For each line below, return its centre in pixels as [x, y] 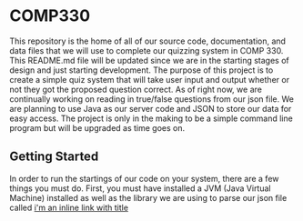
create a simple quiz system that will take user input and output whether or [149, 79]
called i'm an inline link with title [69, 207]
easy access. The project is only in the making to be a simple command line [151, 118]
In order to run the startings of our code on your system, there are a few [144, 178]
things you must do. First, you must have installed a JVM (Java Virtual [140, 188]
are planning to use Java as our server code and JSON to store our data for [151, 108]
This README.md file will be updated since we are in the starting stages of [149, 60]
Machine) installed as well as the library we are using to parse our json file [148, 197]
